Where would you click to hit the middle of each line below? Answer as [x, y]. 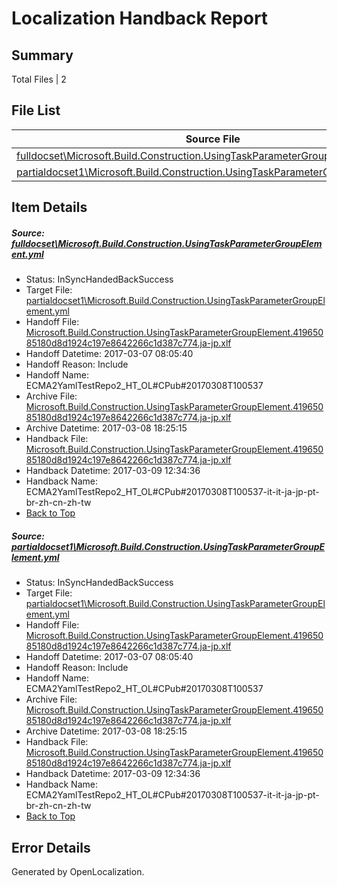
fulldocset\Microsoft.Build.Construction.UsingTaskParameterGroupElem [167, 243]
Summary [42, 55]
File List [36, 110]
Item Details [49, 207]
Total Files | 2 [39, 79]
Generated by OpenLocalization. [78, 871]
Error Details [51, 847]
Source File [213, 139]
